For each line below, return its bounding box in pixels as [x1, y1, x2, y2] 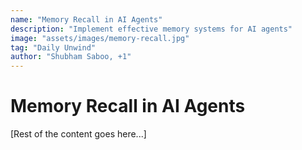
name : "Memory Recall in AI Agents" [10, 14, 163, 25]
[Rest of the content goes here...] [10, 128, 147, 140]
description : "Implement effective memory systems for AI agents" [10, 24, 293, 34]
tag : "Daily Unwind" [10, 42, 97, 53]
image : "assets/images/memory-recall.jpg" [10, 33, 190, 43]
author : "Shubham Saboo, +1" [10, 52, 132, 62]
